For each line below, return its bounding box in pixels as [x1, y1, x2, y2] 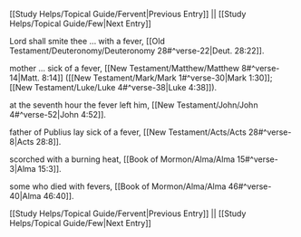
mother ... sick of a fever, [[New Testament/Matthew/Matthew [9, 63, 240, 73]
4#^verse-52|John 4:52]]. [9, 109, 107, 119]
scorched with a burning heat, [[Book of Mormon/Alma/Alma [9, 154, 236, 165]
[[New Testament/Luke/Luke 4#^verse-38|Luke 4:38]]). [9, 82, 218, 92]
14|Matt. [9, 72, 41, 83]
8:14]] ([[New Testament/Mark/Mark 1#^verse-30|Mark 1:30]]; [42, 72, 273, 83]
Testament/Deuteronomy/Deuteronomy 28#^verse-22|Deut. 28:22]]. [9, 45, 265, 56]
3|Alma [9, 164, 36, 174]
